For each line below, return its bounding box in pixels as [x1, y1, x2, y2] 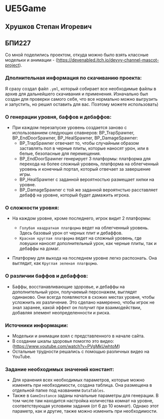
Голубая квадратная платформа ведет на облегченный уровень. [19, 225, 149, 231]
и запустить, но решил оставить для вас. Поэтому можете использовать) [5, 101, 159, 107]
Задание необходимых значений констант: [5, 366, 114, 373]
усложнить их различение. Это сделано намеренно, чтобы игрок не [12, 299, 155, 305]
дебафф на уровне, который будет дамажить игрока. [19, 192, 130, 198]
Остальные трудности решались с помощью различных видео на [12, 348, 150, 354]
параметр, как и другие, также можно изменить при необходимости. [12, 408, 158, 414]
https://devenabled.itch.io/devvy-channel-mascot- [57, 57, 159, 63]
